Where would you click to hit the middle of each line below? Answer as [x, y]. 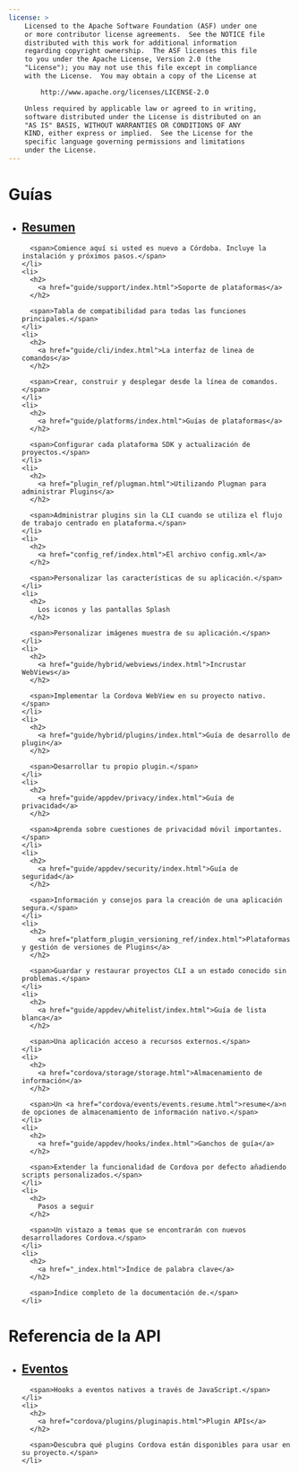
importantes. [258, 829]
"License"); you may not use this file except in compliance [141, 68]
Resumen [48, 228]
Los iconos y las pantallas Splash [104, 609]
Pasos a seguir [66, 1206]
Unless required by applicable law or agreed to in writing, [141, 109]
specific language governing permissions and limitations [135, 142]
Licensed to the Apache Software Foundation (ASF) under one [141, 26]
